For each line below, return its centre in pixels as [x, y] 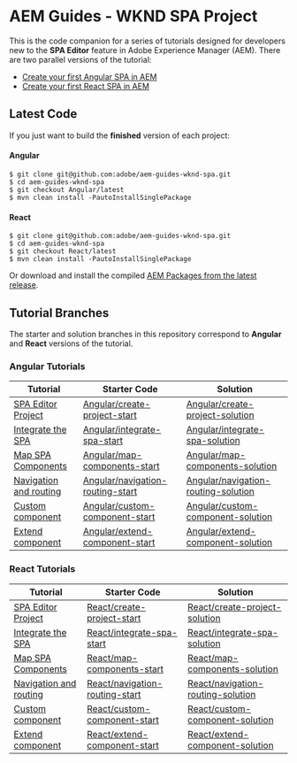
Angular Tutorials [47, 366]
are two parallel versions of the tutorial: [80, 59]
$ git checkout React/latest [63, 251]
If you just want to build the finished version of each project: [119, 135]
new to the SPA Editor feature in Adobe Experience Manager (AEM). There [145, 50]
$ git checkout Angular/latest [67, 189]
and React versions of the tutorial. [71, 343]
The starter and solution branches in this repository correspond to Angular [145, 334]
